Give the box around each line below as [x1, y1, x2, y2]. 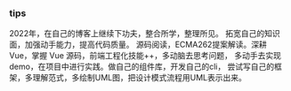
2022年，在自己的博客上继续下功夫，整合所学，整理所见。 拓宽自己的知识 [9, 28, 280, 39]
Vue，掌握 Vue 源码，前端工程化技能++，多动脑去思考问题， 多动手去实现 [9, 50, 282, 61]
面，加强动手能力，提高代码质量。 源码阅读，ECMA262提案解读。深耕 [9, 39, 267, 50]
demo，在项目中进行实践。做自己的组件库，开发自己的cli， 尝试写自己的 [9, 61, 275, 72]
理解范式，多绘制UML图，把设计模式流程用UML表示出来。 [32, 72, 247, 83]
